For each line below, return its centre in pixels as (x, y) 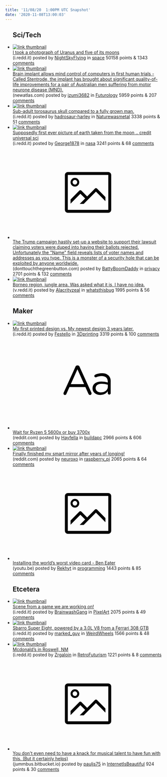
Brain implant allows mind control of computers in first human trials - (83, 74)
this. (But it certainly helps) (40, 758)
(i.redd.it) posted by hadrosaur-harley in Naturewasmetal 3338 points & (86, 117)
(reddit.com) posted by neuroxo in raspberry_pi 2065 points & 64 (79, 459)
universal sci (26, 138)
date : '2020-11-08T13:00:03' (36, 15)
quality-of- (147, 79)
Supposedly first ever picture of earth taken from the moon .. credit (82, 133)
